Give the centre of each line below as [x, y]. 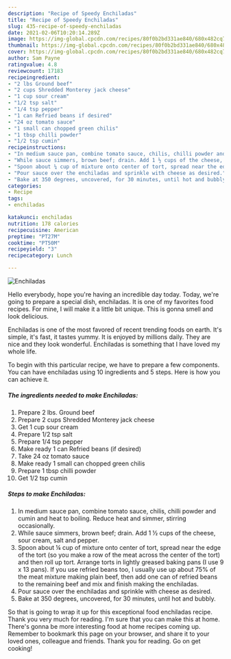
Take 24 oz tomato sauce [53, 456]
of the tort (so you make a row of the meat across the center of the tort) [119, 555]
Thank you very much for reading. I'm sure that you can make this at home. [114, 619]
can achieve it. [28, 379]
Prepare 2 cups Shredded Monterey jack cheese [86, 419]
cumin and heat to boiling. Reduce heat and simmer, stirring [102, 518]
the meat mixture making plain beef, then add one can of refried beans [118, 577]
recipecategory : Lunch [40, 256]
